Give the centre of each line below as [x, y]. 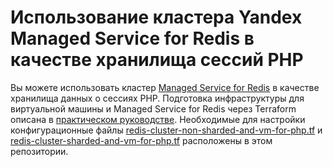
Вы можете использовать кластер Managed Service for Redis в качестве [165, 87]
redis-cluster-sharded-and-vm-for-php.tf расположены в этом [141, 140]
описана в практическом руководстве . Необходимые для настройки [158, 119]
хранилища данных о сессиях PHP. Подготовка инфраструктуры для [157, 98]
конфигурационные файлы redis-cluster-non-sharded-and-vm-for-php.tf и [166, 130]
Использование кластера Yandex [156, 17]
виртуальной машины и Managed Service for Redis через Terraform [153, 108]
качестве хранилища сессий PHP [157, 60]
